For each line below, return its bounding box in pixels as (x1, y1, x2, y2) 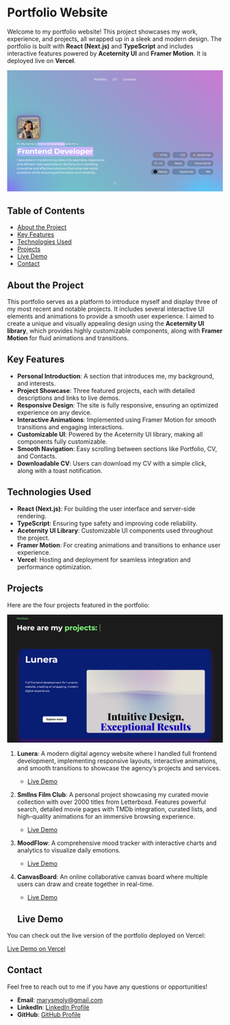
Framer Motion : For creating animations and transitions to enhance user (16, 541, 221, 549)
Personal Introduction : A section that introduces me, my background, (16, 372, 214, 380)
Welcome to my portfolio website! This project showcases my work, (7, 27, 198, 36)
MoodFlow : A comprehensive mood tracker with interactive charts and (16, 839, 217, 847)
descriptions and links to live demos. (16, 394, 121, 402)
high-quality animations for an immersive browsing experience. (16, 813, 196, 821)
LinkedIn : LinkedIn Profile (16, 1003, 90, 1011)
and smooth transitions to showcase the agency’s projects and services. (16, 764, 221, 772)
